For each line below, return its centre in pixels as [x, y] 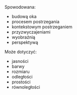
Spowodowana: [20, 7]
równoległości [26, 87]
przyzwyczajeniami [31, 32]
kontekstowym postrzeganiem [42, 27]
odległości [22, 77]
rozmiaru [20, 72]
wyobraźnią [23, 37]
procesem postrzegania [35, 22]
